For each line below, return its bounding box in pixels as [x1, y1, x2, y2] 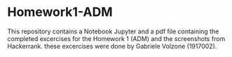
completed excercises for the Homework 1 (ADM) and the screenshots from [7, 34, 226, 42]
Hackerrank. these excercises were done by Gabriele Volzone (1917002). [7, 42, 217, 50]
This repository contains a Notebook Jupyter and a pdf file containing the [7, 27, 219, 35]
